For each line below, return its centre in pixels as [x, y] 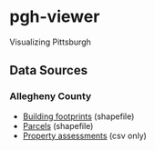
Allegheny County [51, 96]
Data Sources [49, 70]
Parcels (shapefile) [58, 125]
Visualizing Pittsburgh [50, 42]
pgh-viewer [55, 17]
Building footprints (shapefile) [78, 116]
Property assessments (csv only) [85, 135]
